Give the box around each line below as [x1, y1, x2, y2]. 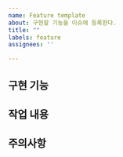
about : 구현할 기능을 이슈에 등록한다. [8, 19, 117, 27]
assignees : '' [8, 41, 55, 49]
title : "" [8, 26, 41, 34]
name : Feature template [8, 11, 86, 20]
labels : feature [8, 33, 61, 42]
